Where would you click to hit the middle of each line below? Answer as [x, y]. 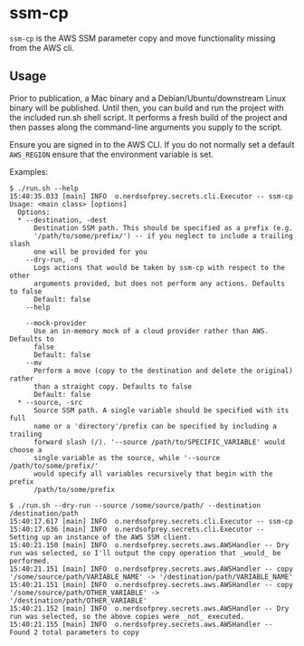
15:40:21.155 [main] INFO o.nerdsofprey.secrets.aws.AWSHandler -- [141, 624]
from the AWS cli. [42, 47]
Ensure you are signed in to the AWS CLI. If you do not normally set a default [152, 144]
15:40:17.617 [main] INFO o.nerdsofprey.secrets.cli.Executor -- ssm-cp [152, 521]
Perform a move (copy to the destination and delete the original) [163, 371]
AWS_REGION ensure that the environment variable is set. [112, 154]
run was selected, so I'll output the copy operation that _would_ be [145, 553]
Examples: [28, 171]
